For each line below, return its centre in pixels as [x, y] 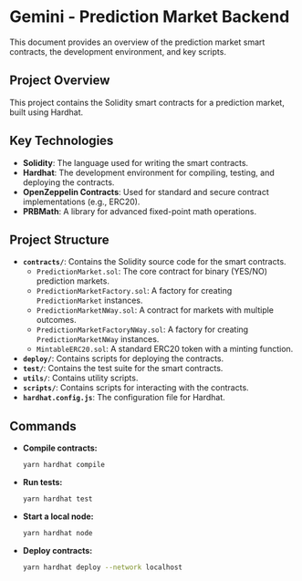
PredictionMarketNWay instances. [98, 339]
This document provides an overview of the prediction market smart [137, 42]
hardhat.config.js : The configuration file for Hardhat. [124, 398]
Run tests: [42, 482]
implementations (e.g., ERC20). [81, 202]
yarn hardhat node [57, 533]
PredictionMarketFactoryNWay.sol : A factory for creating [142, 329]
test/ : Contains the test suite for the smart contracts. [123, 368]
